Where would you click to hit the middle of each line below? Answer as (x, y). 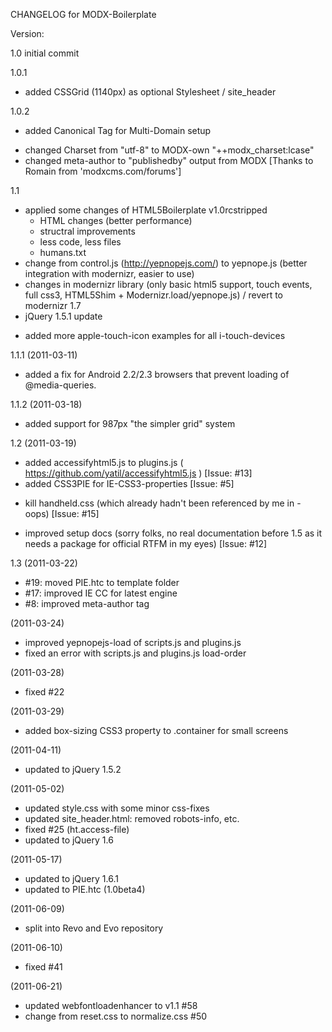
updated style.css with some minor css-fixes (117, 808)
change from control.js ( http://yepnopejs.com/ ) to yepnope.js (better (166, 263)
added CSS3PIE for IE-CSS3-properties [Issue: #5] (129, 483)
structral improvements (87, 231)
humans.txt (63, 252)
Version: (27, 33)
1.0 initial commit (45, 53)
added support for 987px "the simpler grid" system (130, 423)
